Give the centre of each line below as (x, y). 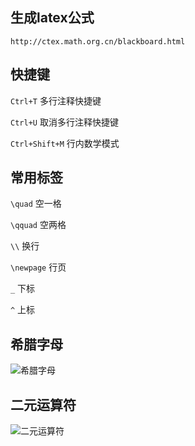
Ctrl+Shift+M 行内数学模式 (65, 143)
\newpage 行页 (38, 267)
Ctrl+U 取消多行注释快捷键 (64, 122)
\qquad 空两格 (38, 225)
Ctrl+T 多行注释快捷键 (56, 100)
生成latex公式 (52, 18)
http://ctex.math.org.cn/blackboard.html (98, 41)
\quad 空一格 (36, 204)
